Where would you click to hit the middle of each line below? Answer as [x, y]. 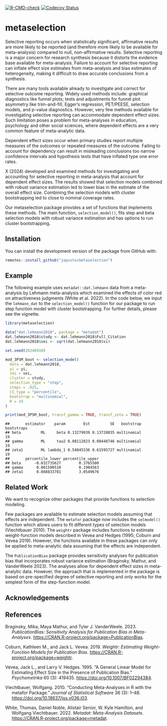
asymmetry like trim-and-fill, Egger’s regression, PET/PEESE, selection [78, 104]
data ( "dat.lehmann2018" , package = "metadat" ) [54, 332]
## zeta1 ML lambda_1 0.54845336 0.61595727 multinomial [73, 450]
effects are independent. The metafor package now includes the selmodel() [83, 520]
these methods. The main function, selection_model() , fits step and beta [80, 212]
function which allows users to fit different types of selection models [76, 525]
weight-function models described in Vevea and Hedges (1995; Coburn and [83, 536]
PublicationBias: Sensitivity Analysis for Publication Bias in [72, 632]
